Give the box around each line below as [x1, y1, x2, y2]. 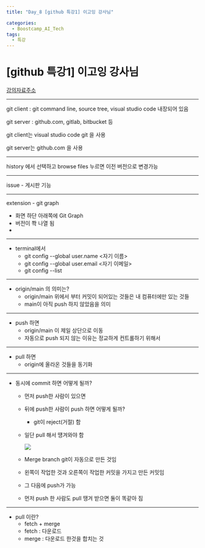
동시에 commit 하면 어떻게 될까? [15, 380, 93, 387]
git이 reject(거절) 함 [33, 419, 81, 426]
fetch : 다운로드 [24, 527, 62, 535]
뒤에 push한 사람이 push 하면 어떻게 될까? [24, 405, 125, 413]
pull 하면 [15, 353, 37, 361]
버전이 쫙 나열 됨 [15, 220, 55, 227]
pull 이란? [15, 513, 39, 521]
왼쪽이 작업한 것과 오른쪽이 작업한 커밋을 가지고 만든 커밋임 [24, 469, 165, 476]
